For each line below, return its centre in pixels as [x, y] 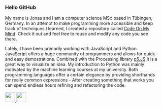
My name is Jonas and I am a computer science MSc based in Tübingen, [79, 18]
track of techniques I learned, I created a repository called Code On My [77, 29]
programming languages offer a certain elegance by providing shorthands [80, 75]
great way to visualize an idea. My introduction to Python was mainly [75, 64]
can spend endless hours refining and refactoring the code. [65, 85]
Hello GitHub [21, 7]
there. [11, 39]
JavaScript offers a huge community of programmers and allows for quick [80, 54]
